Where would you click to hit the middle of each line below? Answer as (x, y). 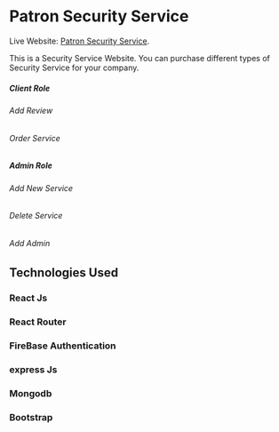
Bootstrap (31, 417)
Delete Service (36, 216)
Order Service (35, 138)
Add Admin (30, 243)
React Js (28, 298)
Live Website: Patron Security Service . (80, 41)
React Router (38, 322)
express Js (33, 370)
